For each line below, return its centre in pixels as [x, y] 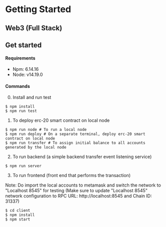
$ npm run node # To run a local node [46, 130]
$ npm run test [21, 111]
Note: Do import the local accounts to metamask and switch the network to [83, 185]
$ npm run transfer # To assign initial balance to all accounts [75, 143]
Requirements [20, 58]
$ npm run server [23, 166]
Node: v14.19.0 [27, 75]
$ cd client [18, 211]
